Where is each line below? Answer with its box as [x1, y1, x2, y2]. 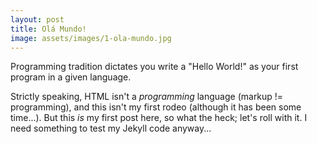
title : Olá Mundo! [10, 24, 87, 34]
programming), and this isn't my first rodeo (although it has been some [10, 101, 302, 113]
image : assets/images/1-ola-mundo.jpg [10, 33, 172, 43]
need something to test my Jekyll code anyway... [10, 122, 212, 135]
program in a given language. [10, 71, 132, 83]
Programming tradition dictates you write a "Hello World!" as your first [10, 61, 299, 73]
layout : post [10, 14, 65, 25]
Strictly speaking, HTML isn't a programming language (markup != [10, 91, 284, 103]
